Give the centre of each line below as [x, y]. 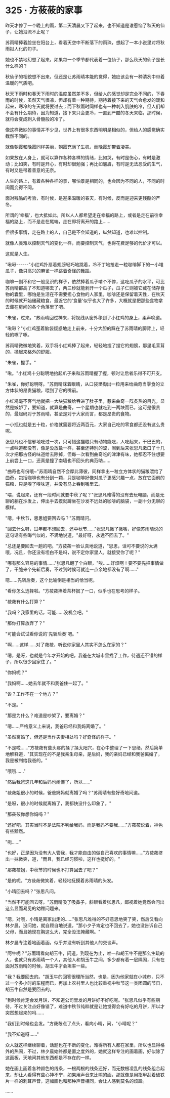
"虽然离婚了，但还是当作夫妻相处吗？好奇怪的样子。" [61, 737]
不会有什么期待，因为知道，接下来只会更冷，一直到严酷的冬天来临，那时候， [85, 112]
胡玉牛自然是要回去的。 [30, 989]
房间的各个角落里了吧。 [43, 307]
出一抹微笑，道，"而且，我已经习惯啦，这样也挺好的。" [63, 859]
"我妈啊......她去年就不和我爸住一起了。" [47, 683]
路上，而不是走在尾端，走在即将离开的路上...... [62, 221]
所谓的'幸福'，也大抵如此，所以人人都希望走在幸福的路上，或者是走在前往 [82, 215]
